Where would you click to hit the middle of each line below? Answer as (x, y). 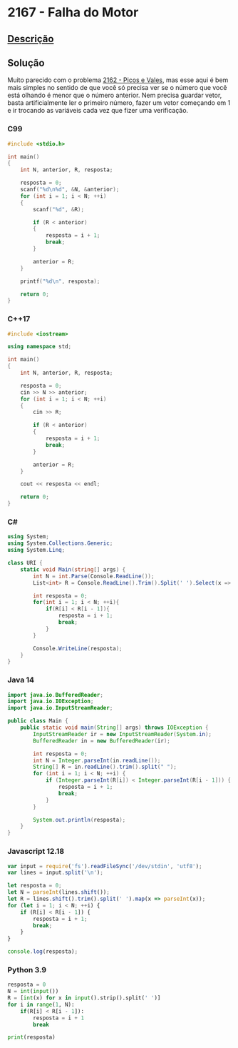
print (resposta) (31, 1037)
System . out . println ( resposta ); (79, 820)
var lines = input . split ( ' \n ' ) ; (55, 873)
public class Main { (38, 721)
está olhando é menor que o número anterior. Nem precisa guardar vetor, (115, 95)
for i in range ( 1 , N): (41, 1004)
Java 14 (21, 680)
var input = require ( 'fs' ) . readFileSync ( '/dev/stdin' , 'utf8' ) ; (105, 866)
